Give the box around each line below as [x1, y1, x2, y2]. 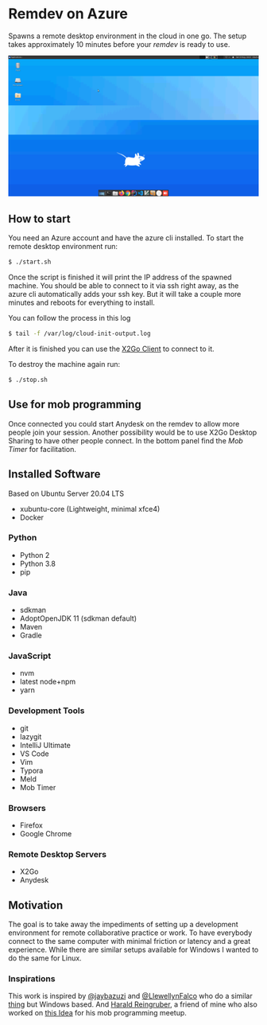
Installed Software [8, 467, 101, 481]
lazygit [19, 731, 42, 741]
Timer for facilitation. [8, 444, 77, 454]
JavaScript [8, 650, 52, 661]
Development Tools [8, 705, 85, 716]
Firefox [19, 820, 44, 830]
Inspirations [8, 973, 56, 984]
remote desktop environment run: [8, 242, 118, 251]
